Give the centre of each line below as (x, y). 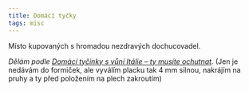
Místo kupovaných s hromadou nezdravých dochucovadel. (105, 45)
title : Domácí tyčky (43, 16)
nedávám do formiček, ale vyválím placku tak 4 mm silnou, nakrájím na (125, 69)
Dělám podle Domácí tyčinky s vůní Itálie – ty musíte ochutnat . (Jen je (123, 61)
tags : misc (26, 23)
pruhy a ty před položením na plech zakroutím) (85, 78)
